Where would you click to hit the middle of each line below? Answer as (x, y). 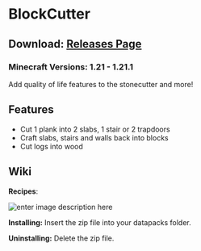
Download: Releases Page (75, 44)
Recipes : (23, 191)
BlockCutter (50, 14)
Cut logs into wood (51, 146)
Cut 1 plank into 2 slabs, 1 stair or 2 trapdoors (95, 129)
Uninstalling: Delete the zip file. (61, 238)
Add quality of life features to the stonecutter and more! (101, 84)
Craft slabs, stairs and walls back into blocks (94, 137)
